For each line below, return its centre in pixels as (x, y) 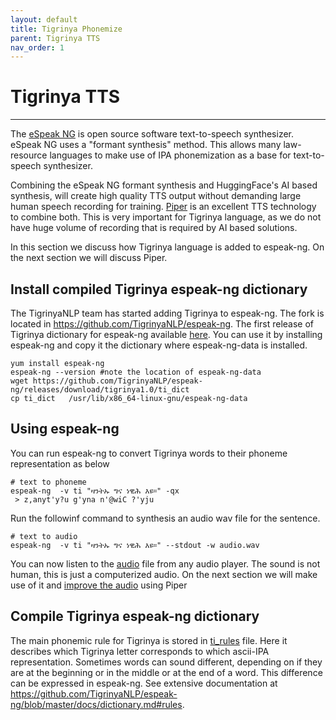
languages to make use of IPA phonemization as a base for (170, 155)
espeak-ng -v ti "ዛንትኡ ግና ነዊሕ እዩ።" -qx (95, 491)
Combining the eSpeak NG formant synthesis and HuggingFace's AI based (164, 185)
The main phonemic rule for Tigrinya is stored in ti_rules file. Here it (149, 640)
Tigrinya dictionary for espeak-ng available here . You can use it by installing (166, 334)
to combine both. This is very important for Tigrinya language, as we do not (166, 217)
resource (29, 155)
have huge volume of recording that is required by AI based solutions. (154, 228)
